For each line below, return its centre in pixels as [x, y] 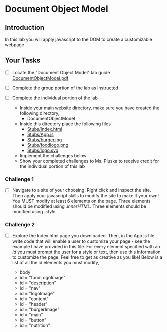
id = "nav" [30, 288]
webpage [15, 45]
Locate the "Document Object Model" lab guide [61, 72]
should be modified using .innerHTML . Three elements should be [79, 206]
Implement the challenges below [53, 156]
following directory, [40, 113]
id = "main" [31, 314]
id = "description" [38, 283]
